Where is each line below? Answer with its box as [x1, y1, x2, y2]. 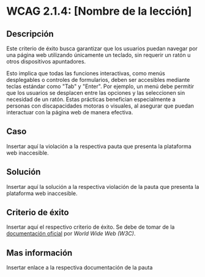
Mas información [6, 248, 73, 258]
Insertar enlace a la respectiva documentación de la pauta [6, 264, 153, 271]
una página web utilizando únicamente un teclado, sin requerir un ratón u [6, 51, 191, 59]
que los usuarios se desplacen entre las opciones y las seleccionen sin [6, 89, 185, 96]
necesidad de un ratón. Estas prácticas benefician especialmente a [6, 96, 176, 103]
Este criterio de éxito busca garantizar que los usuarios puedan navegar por [6, 45, 198, 52]
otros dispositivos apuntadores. [6, 58, 86, 65]
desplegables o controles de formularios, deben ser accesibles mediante [6, 76, 190, 83]
